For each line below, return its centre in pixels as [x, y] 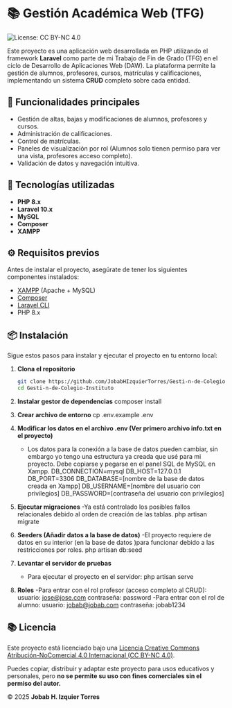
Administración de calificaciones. [65, 133]
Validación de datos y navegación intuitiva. [78, 163]
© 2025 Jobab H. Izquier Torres [54, 697]
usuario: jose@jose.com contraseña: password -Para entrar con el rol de [121, 597]
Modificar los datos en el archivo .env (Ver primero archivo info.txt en [119, 428]
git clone [32, 382]
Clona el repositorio [46, 369]
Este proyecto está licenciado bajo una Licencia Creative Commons [103, 648]
